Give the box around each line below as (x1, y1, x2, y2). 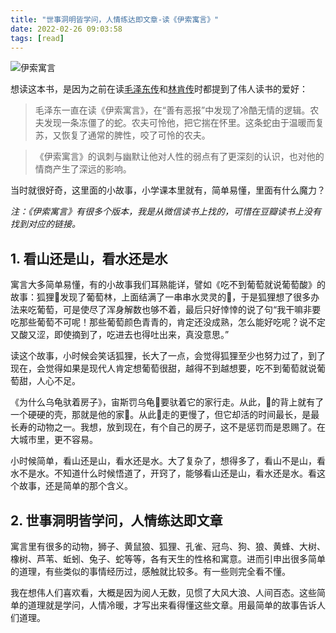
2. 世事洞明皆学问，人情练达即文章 (10, 512, 223, 529)
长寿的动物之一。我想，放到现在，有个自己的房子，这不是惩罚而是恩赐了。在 (10, 421, 326, 433)
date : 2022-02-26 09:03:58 (10, 24, 123, 34)
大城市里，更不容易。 (10, 434, 98, 446)
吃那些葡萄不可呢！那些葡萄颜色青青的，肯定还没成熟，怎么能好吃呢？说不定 (10, 316, 326, 328)
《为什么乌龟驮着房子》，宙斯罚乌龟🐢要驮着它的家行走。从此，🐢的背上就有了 (10, 396, 325, 408)
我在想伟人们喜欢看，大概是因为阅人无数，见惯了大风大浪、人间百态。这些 (10, 587, 317, 598)
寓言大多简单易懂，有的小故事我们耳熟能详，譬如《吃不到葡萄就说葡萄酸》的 (10, 279, 326, 291)
